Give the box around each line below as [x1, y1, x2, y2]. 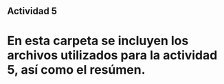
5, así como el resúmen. [7, 61, 146, 77]
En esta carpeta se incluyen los [7, 33, 189, 48]
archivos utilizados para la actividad [7, 47, 218, 63]
